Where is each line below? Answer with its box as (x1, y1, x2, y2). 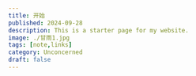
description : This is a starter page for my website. (8, 26, 190, 34)
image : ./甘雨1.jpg (8, 33, 70, 42)
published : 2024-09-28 (8, 19, 83, 27)
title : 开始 (8, 11, 45, 20)
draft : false (8, 56, 51, 64)
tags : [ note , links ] (8, 41, 73, 49)
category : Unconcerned (8, 48, 83, 56)
